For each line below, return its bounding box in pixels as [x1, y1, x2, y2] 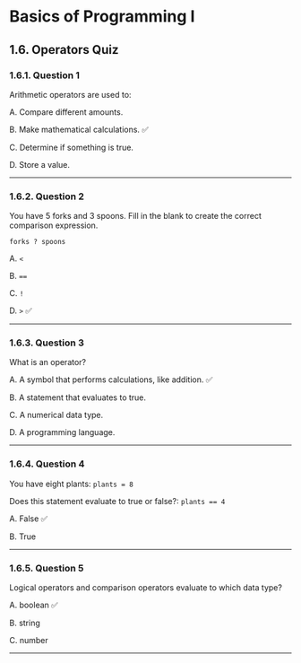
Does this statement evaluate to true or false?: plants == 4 [9, 495, 226, 506]
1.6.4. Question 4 [9, 458, 85, 470]
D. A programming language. [9, 427, 116, 438]
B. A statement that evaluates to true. [9, 392, 146, 403]
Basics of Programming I [9, 6, 195, 27]
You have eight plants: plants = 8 [9, 478, 134, 489]
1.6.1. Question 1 [9, 69, 81, 82]
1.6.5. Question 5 [9, 562, 84, 574]
